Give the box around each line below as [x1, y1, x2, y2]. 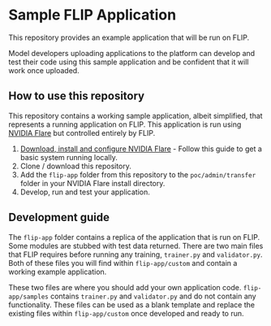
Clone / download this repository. [19, 161, 132, 171]
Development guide [8, 211, 110, 224]
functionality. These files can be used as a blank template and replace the [8, 299, 256, 310]
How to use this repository [8, 89, 145, 103]
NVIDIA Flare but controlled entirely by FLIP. [8, 128, 156, 137]
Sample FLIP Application [8, 6, 177, 24]
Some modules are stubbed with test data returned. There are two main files [8, 241, 264, 250]
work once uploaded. [8, 65, 80, 75]
